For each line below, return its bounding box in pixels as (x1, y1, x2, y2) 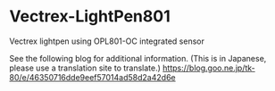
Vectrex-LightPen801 (9, 6, 171, 27)
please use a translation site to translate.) (9, 62, 161, 73)
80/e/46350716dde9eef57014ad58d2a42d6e (9, 71, 176, 82)
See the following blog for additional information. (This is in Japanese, (9, 53, 267, 63)
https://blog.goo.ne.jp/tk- (162, 62, 256, 73)
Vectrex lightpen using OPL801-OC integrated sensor (9, 36, 205, 46)
